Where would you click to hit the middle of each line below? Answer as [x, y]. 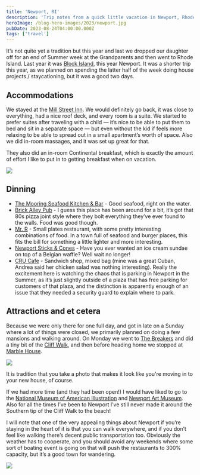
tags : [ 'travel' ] [28, 34]
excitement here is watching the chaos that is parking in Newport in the [102, 273]
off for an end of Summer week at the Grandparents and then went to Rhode [100, 57]
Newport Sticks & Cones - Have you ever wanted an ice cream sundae [101, 248]
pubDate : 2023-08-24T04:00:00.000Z [50, 28]
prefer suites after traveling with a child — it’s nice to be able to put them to [98, 122]
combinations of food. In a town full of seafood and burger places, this [101, 235]
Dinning [21, 189]
